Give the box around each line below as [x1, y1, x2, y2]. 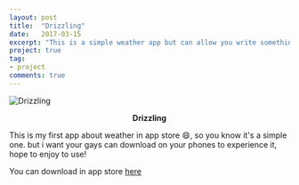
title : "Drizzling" [9, 21, 86, 30]
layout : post [9, 12, 58, 22]
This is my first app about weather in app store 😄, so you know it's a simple [9, 130, 287, 141]
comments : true [9, 71, 66, 80]
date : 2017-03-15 [9, 29, 82, 38]
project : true [9, 46, 62, 55]
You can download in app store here [9, 165, 142, 176]
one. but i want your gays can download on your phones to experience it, [9, 139, 278, 149]
